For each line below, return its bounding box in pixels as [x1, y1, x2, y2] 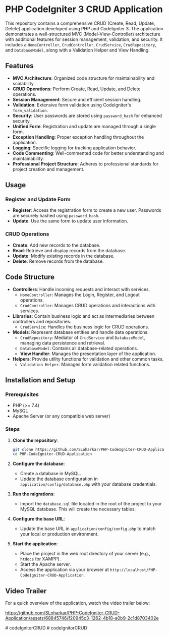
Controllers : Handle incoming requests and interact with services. [12, 286, 150, 292]
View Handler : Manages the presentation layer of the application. [20, 351, 156, 357]
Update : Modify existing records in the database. [12, 253, 115, 259]
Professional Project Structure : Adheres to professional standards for [12, 160, 159, 167]
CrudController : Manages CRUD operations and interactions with [20, 302, 156, 308]
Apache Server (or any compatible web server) [12, 413, 110, 419]
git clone [12, 447, 34, 452]
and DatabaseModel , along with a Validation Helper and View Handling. [5, 47, 150, 53]
